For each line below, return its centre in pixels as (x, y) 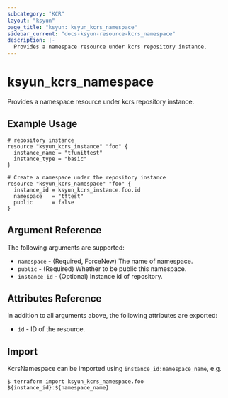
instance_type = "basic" (50, 159)
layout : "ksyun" (31, 21)
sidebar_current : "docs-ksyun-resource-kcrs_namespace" (91, 34)
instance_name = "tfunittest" (58, 153)
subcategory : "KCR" (36, 14)
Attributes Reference (55, 298)
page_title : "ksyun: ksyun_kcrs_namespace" (73, 27)
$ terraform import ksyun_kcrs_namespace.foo (75, 382)
